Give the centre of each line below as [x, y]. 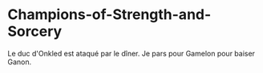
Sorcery [35, 31]
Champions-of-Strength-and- [109, 15]
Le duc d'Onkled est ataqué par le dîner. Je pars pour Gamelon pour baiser [131, 53]
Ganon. [20, 62]
